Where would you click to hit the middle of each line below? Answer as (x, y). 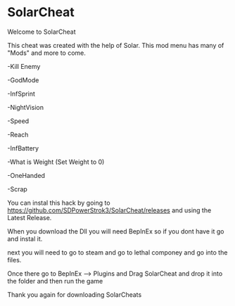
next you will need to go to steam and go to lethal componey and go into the (118, 252)
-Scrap (18, 189)
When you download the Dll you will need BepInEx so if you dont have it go (116, 231)
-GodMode (23, 80)
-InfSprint (21, 94)
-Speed (18, 121)
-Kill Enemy (24, 66)
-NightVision (26, 107)
